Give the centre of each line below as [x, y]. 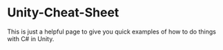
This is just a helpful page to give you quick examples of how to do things [111, 32]
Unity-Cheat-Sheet [63, 13]
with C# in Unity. [31, 38]
